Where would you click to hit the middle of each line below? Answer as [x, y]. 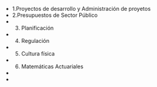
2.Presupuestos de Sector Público [55, 15]
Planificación [37, 28]
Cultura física [38, 53]
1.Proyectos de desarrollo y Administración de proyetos [81, 9]
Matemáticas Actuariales [52, 66]
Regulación [35, 41]
